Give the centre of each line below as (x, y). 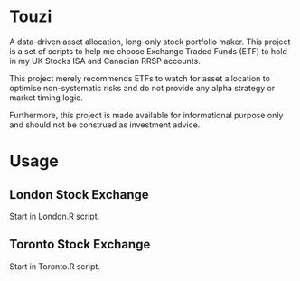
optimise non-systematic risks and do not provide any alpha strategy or (142, 88)
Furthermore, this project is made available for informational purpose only (146, 115)
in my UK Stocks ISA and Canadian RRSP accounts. (105, 61)
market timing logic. (46, 98)
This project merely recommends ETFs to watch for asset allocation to (140, 78)
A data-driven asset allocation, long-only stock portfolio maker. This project (150, 42)
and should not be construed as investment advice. (105, 125)
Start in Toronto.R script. (55, 266)
